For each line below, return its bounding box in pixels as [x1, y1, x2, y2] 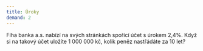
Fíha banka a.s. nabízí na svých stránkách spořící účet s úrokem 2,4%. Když [6, 31, 198, 38]
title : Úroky [6, 8, 40, 15]
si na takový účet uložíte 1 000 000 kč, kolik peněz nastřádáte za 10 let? [6, 38, 186, 45]
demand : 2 [6, 15, 32, 21]
